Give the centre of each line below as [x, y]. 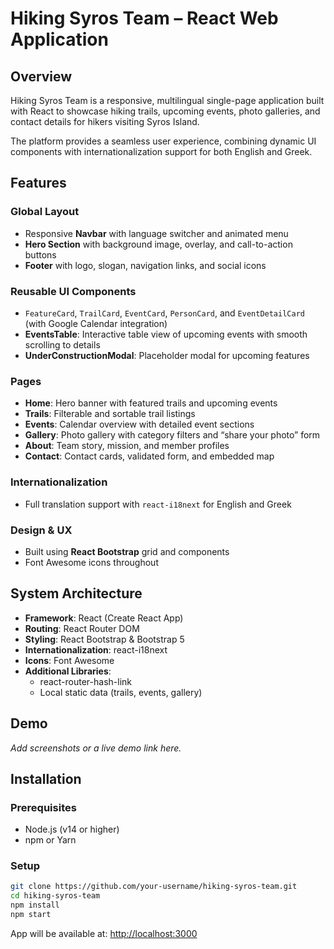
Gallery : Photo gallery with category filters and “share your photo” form [172, 435]
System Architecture [76, 593]
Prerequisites [43, 807]
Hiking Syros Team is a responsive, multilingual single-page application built [167, 100]
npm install [35, 905]
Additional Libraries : [68, 671]
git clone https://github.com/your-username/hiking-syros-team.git [154, 887]
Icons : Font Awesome [69, 660]
